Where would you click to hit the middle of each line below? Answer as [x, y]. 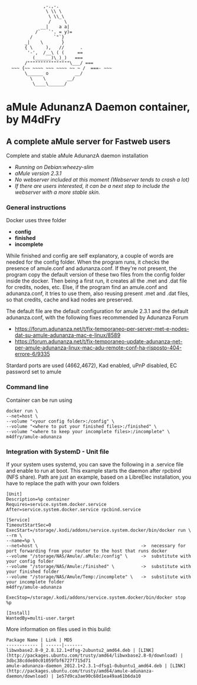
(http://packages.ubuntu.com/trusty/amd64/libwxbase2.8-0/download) [92, 655]
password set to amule [34, 372]
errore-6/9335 [32, 354]
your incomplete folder [35, 582]
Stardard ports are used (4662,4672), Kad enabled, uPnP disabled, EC [92, 366]
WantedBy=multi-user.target [41, 618]
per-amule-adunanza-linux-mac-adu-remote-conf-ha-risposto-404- [98, 348]
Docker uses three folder [36, 220]
